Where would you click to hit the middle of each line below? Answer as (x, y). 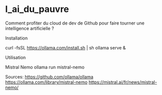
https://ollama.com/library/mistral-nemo (46, 82)
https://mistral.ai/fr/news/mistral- (123, 82)
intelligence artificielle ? (30, 28)
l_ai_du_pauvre (37, 9)
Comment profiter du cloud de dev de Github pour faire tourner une (75, 23)
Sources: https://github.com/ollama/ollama (49, 76)
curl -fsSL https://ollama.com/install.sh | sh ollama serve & (66, 47)
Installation (17, 38)
